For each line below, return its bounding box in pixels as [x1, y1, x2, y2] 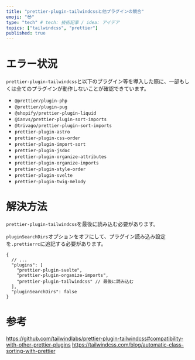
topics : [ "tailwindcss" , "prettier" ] [6, 25, 98, 31]
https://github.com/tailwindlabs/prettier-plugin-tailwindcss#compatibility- [6, 335, 183, 342]
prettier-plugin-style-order [14, 166, 86, 173]
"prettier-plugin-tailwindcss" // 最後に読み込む [16, 279, 134, 284]
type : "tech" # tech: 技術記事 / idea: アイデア [6, 19, 120, 25]
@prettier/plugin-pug [14, 104, 67, 110]
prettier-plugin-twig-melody [14, 179, 86, 185]
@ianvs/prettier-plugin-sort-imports [14, 116, 107, 123]
